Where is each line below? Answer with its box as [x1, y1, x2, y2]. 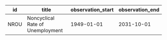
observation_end [118, 6, 160, 13]
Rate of [27, 21, 44, 28]
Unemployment [27, 27, 63, 34]
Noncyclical [27, 15, 55, 21]
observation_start [70, 6, 114, 13]
